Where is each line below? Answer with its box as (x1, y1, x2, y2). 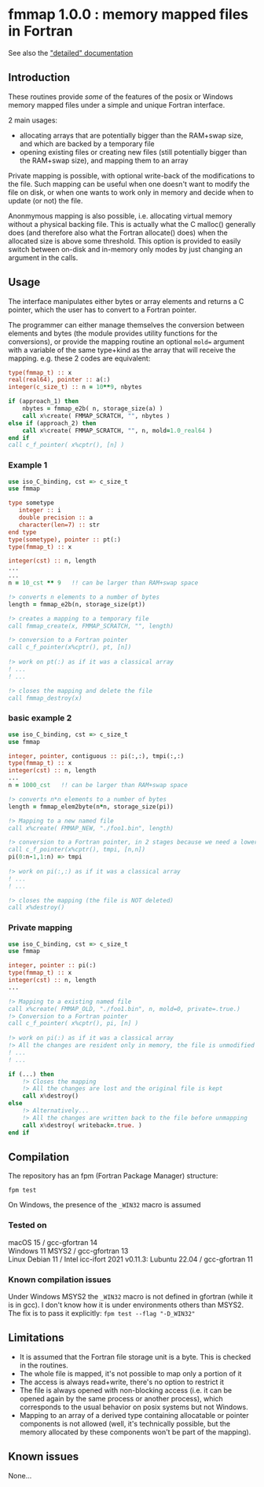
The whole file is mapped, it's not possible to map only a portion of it (19, 1368, 242, 1378)
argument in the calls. (8, 253, 79, 262)
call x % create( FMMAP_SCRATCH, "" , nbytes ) (22, 412, 170, 419)
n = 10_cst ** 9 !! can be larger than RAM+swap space (8, 579, 199, 587)
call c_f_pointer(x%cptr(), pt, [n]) (8, 643, 132, 651)
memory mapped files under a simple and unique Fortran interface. (8, 100, 225, 109)
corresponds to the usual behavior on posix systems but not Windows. (19, 1402, 249, 1412)
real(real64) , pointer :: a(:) (8, 375, 111, 384)
